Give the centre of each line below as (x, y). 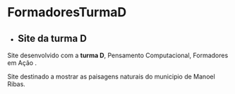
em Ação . (22, 63)
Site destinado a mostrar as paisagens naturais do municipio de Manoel (111, 76)
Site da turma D (52, 39)
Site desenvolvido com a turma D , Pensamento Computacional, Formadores (118, 55)
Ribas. (17, 84)
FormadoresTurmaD (67, 12)
